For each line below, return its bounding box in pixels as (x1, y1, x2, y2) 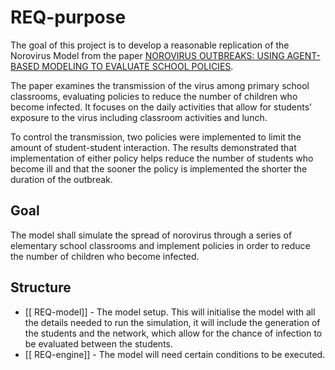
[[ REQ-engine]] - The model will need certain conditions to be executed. (24, 348, 326, 360)
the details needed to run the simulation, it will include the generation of (24, 316, 321, 328)
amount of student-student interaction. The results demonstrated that (10, 141, 297, 153)
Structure (10, 279, 72, 296)
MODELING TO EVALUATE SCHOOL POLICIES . (41, 60, 234, 72)
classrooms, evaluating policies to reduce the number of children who (10, 90, 298, 102)
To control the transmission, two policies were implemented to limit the (10, 131, 302, 143)
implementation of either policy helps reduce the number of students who (10, 152, 314, 164)
